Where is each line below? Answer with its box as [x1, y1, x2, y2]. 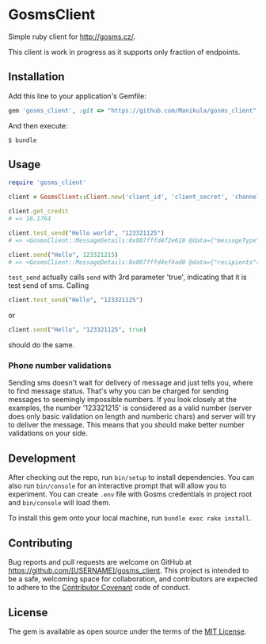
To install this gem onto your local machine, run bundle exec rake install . [8, 513, 252, 523]
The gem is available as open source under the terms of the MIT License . [8, 627, 247, 636]
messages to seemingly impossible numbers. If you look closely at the [8, 395, 237, 404]
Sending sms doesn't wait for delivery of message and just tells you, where [8, 378, 253, 388]
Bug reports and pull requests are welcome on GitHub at [8, 558, 192, 567]
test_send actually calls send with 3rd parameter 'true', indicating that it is [8, 272, 247, 282]
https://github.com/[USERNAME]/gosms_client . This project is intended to [8, 565, 249, 576]
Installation [8, 70, 65, 84]
